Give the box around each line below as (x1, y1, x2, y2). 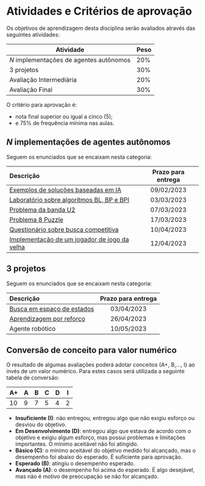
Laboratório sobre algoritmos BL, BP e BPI (9, 195, 129, 204)
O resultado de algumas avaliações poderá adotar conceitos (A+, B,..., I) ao (6, 361, 195, 368)
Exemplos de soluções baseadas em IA (9, 185, 122, 194)
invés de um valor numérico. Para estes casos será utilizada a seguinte (6, 368, 185, 375)
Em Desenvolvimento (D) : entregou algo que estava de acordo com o (15, 427, 191, 435)
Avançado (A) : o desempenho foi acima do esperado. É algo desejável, (15, 466, 195, 474)
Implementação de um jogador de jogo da (9, 235, 129, 243)
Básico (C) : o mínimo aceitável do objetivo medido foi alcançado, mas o (15, 447, 196, 454)
